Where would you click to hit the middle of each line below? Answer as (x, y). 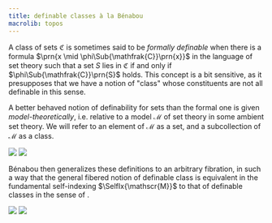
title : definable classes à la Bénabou (76, 16)
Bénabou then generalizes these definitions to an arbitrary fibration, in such (135, 169)
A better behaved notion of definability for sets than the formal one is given (134, 107)
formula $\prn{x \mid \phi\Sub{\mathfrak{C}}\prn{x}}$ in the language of (131, 56)
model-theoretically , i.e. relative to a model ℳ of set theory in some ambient (136, 116)
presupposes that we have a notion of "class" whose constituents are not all (136, 83)
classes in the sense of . (49, 195)
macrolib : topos (36, 24)
